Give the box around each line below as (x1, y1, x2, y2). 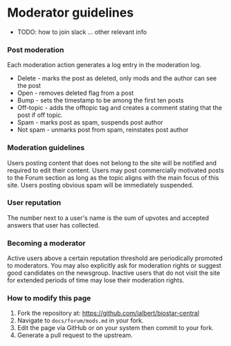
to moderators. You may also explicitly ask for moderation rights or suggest (7, 262, 221, 270)
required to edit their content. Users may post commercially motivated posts (7, 166, 225, 174)
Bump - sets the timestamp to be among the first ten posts (17, 96, 185, 104)
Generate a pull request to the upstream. (17, 331, 133, 340)
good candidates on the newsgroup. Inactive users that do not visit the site (7, 268, 221, 277)
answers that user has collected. (7, 221, 100, 229)
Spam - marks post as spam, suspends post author (17, 118, 164, 127)
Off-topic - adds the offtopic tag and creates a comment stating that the (17, 104, 223, 112)
